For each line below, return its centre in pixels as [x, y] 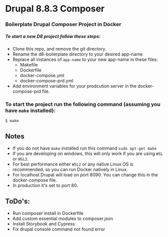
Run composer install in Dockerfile [48, 213]
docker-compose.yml [42, 75]
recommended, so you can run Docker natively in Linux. [70, 169]
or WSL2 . [21, 159]
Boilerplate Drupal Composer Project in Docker [63, 24]
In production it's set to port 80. [45, 185]
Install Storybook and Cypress [44, 224]
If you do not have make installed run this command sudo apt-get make [85, 148]
